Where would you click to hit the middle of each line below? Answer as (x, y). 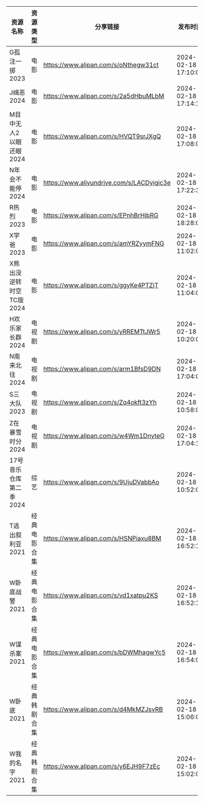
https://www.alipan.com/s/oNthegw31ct (101, 65)
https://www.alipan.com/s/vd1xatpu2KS (101, 595)
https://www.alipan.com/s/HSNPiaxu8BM (103, 538)
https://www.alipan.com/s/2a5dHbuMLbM (104, 96)
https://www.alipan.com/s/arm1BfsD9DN (102, 369)
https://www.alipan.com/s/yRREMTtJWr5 (102, 332)
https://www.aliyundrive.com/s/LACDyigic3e (107, 183)
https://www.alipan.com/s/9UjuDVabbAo (101, 482)
